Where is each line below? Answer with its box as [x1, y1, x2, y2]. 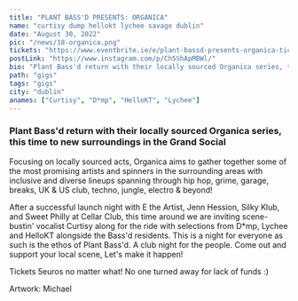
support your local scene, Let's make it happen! [9, 249, 184, 259]
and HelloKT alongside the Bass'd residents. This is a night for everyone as [9, 230, 284, 241]
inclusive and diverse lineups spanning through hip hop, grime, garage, [9, 175, 269, 186]
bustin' [9, 220, 35, 231]
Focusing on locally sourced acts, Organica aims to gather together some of [9, 156, 287, 167]
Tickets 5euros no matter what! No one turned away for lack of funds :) [9, 265, 269, 276]
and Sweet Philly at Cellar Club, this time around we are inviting [9, 210, 241, 222]
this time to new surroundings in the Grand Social [9, 136, 226, 148]
